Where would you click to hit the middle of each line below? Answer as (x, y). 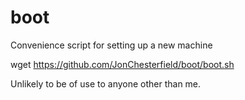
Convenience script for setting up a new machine (111, 45)
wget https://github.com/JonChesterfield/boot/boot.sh (122, 64)
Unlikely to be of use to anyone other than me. (106, 83)
